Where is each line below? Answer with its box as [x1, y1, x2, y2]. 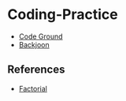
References [7, 63, 65, 77]
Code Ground [18, 32, 64, 41]
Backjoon [18, 39, 50, 49]
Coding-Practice [7, 6, 119, 24]
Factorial [18, 84, 48, 93]
